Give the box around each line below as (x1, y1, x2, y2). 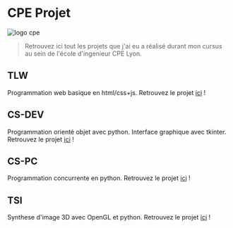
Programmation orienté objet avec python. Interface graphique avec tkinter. (7, 127, 227, 136)
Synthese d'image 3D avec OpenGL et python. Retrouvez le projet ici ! (7, 213, 210, 222)
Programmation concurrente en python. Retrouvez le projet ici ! (7, 174, 191, 182)
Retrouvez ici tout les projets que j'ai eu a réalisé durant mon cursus (24, 42, 222, 50)
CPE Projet (7, 5, 71, 21)
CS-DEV (7, 109, 44, 121)
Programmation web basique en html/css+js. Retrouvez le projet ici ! (7, 88, 206, 96)
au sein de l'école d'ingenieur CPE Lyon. (24, 49, 143, 58)
